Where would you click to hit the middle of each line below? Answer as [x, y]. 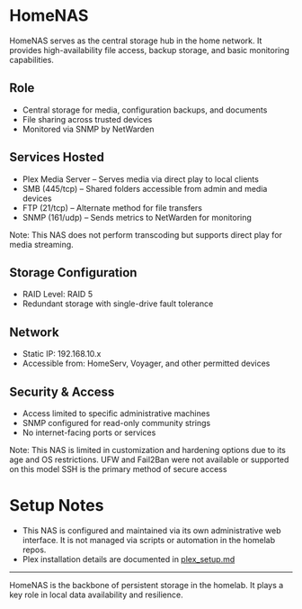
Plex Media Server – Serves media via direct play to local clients [140, 179]
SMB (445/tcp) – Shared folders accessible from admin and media [145, 188]
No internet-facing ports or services [89, 432]
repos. [34, 550]
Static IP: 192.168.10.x [62, 354]
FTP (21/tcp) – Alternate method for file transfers [112, 207]
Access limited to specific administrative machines [116, 414]
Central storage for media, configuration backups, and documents [145, 110]
